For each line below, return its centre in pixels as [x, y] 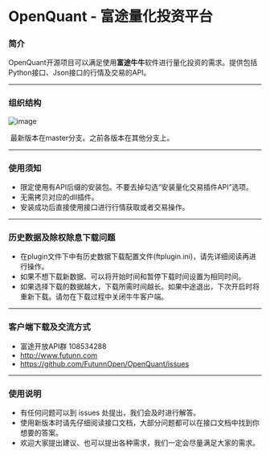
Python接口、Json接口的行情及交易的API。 [80, 72]
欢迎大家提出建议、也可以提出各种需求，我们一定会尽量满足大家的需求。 [139, 442]
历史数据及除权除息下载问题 [62, 238]
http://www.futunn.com [59, 355]
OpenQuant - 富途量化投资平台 [110, 16]
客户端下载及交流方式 [49, 327]
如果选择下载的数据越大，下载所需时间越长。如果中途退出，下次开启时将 [139, 287]
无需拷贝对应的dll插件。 [59, 197]
